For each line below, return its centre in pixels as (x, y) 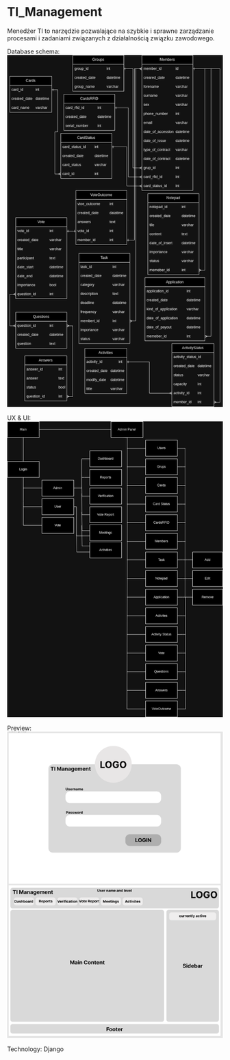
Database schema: (34, 51)
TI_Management (55, 12)
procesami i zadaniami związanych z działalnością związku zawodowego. (111, 38)
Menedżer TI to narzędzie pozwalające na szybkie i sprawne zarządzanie (111, 31)
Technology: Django (35, 1049)
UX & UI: (19, 418)
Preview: (20, 728)
